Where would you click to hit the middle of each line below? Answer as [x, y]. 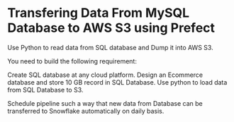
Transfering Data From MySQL [99, 13]
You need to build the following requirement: [72, 61]
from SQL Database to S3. [45, 90]
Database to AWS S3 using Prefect [111, 28]
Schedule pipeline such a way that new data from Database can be [105, 103]
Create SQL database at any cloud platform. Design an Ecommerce [105, 75]
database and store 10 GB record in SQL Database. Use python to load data [117, 82]
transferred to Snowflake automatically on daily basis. [86, 111]
